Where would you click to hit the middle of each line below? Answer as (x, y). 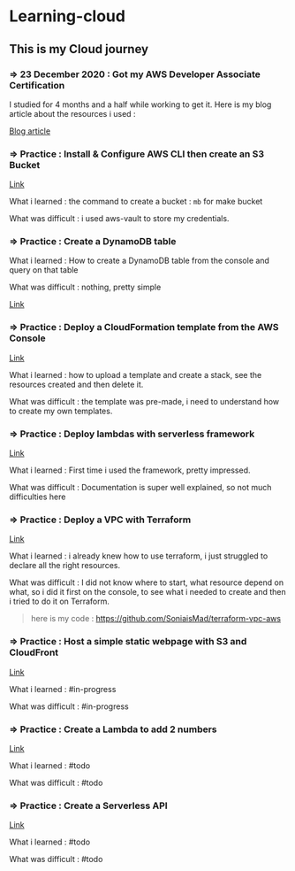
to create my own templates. (61, 411)
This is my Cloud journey (79, 49)
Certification (37, 85)
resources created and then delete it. (76, 384)
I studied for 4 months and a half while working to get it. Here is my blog (140, 104)
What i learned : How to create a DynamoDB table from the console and (139, 261)
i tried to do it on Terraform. (60, 601)
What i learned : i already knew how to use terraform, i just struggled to (139, 556)
